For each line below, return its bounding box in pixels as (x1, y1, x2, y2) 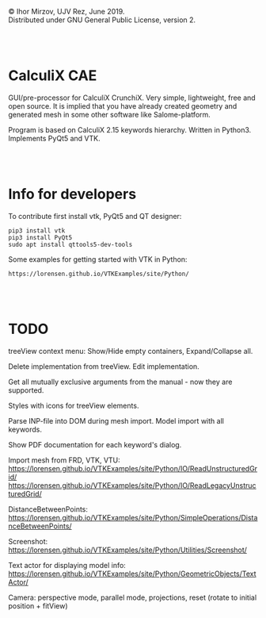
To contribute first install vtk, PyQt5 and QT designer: (8, 211, 182, 221)
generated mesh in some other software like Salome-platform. (8, 109, 211, 119)
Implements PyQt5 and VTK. (8, 133, 101, 143)
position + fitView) (8, 601, 69, 610)
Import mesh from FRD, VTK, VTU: (8, 455, 120, 465)
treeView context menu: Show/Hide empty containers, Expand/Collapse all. (8, 346, 253, 355)
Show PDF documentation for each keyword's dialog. (8, 440, 182, 449)
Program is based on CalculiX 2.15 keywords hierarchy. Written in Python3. (8, 125, 252, 134)
